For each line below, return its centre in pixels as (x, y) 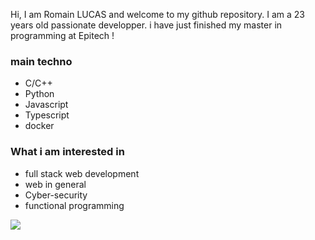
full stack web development (82, 173)
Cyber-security (56, 195)
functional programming (74, 205)
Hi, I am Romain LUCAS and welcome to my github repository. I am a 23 (157, 14)
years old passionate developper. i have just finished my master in (146, 25)
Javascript (46, 105)
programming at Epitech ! (62, 35)
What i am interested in (67, 152)
